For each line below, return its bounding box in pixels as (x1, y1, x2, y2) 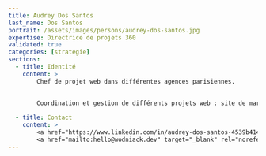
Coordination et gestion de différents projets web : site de (36, 99, 246, 107)
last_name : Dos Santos (8, 19, 83, 27)
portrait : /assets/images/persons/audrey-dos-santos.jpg (8, 26, 200, 34)
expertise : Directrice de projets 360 (8, 33, 136, 42)
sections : (8, 56, 41, 64)
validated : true (8, 41, 62, 49)
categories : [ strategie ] (8, 48, 90, 56)
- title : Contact (15, 113, 73, 122)
